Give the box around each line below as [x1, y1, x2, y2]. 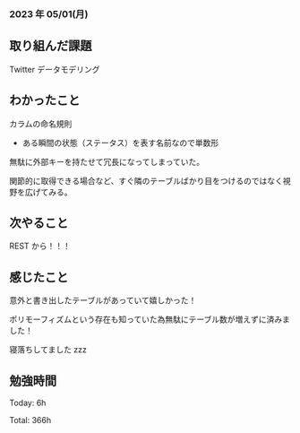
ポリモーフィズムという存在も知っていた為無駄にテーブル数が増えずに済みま [9, 314, 291, 325]
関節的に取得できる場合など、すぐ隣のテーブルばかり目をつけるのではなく [9, 175, 284, 186]
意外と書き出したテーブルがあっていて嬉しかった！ [9, 295, 197, 306]
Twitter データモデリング [9, 64, 100, 74]
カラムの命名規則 [9, 118, 73, 129]
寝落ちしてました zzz [9, 344, 88, 355]
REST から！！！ [9, 240, 72, 252]
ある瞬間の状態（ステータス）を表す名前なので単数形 [21, 137, 219, 148]
